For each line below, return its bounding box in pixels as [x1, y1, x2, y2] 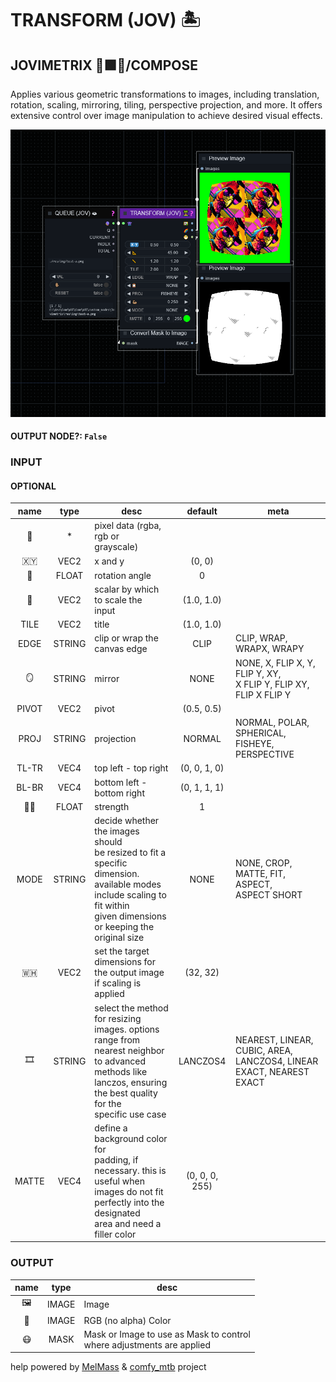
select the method [94, 1002, 169, 1014]
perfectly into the [94, 1196, 165, 1208]
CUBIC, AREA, [235, 1044, 293, 1056]
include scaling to [94, 889, 167, 901]
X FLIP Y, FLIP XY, [235, 678, 310, 690]
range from [94, 1033, 141, 1046]
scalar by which [94, 583, 160, 595]
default [186, 505, 218, 517]
